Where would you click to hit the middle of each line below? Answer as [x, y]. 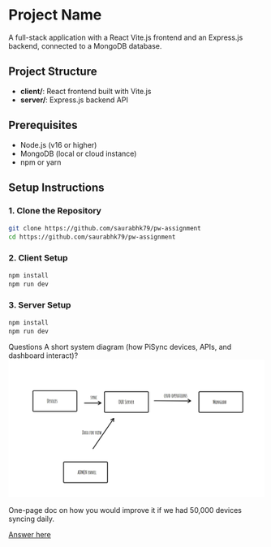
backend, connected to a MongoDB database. [85, 45]
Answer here [30, 535]
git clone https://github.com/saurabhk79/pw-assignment [105, 229]
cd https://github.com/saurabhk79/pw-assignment [92, 237]
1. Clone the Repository [55, 210]
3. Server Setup [40, 304]
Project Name [55, 15]
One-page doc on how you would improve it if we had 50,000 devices [125, 510]
